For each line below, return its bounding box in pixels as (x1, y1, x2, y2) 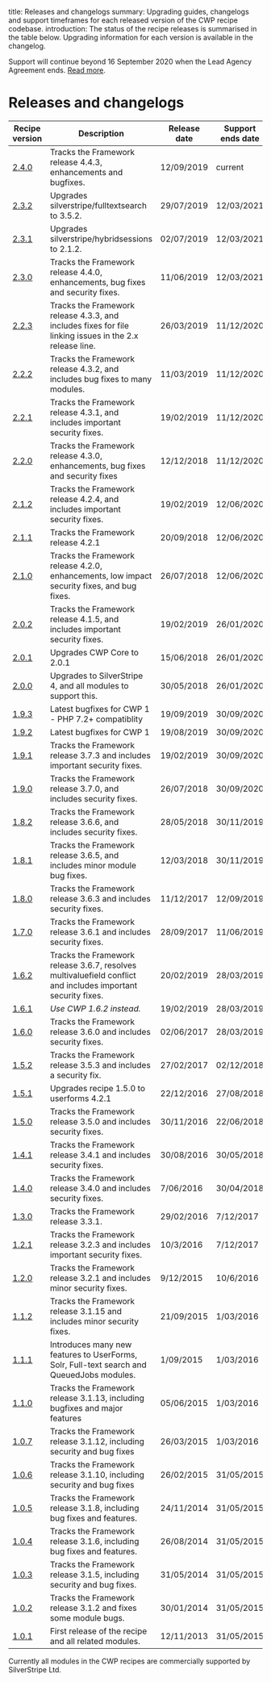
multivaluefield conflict (49, 969, 137, 981)
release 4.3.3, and (49, 310, 119, 321)
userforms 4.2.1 (49, 1093, 111, 1104)
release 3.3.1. (49, 1215, 102, 1227)
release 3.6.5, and (49, 849, 119, 860)
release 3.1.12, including (49, 1436, 145, 1447)
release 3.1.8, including (49, 1502, 140, 1513)
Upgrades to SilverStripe (49, 670, 144, 681)
